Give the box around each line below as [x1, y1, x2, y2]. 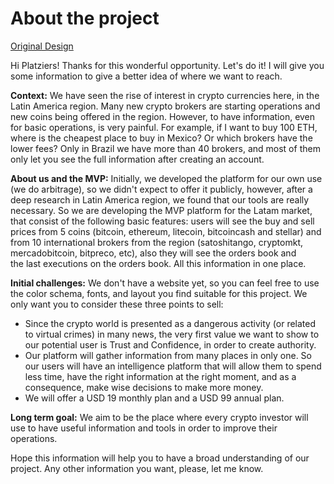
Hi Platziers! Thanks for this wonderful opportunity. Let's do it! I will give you [10, 59, 325, 71]
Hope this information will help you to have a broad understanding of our [10, 452, 310, 464]
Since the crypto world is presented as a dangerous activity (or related [24, 317, 317, 329]
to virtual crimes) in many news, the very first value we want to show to [24, 328, 320, 340]
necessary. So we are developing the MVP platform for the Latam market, [10, 204, 313, 216]
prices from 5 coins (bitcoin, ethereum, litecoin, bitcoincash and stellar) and [10, 225, 322, 237]
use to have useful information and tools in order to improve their [10, 422, 278, 434]
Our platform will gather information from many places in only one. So [24, 349, 312, 361]
